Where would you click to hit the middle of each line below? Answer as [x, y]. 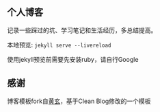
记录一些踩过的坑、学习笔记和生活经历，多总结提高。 [82, 30]
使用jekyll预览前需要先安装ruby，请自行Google [73, 59]
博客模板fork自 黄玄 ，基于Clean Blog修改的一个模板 [79, 101]
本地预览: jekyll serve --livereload [59, 45]
